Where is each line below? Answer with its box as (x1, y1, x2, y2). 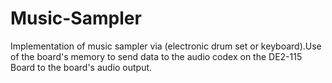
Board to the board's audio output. (10, 61, 153, 73)
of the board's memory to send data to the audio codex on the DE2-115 (10, 50, 303, 62)
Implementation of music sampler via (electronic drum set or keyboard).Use (10, 40, 322, 52)
